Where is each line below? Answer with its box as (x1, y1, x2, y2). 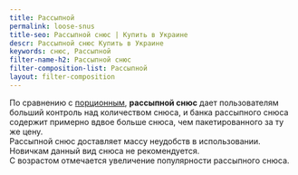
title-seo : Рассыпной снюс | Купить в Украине (9, 30, 188, 39)
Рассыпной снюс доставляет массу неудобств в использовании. (9, 135, 261, 146)
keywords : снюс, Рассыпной (9, 47, 111, 56)
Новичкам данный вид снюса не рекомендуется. (9, 145, 200, 156)
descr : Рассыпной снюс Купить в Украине (9, 38, 165, 48)
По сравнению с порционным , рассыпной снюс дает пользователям (9, 97, 279, 108)
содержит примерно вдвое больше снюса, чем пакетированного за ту (9, 116, 284, 127)
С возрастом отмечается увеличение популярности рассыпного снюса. (9, 155, 290, 166)
